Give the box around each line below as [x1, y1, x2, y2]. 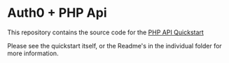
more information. [7, 49, 59, 57]
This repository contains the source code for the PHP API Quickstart [7, 28, 204, 36]
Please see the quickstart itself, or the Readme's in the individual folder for [7, 41, 222, 50]
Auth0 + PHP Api [7, 5, 107, 21]
